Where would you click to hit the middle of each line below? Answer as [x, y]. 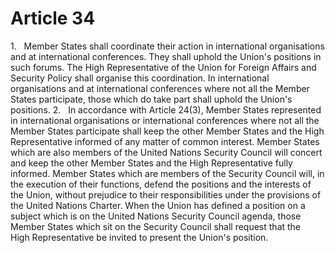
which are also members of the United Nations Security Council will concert [166, 152]
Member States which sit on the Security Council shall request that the [156, 226]
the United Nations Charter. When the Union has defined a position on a [158, 205]
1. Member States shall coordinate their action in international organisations [167, 46]
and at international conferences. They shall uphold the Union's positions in [166, 56]
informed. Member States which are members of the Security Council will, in [167, 173]
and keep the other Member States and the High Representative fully [151, 163]
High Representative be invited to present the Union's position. [139, 237]
